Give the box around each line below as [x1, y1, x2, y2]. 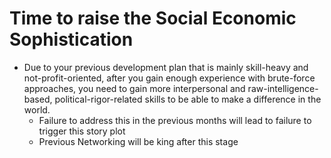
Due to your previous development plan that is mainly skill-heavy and [23, 61, 309, 73]
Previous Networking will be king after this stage [38, 135, 239, 147]
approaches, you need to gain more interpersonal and [23, 82, 246, 94]
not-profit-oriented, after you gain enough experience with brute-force [23, 72, 316, 84]
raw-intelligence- [247, 82, 319, 94]
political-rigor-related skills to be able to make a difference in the [54, 93, 322, 105]
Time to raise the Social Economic [9, 7, 297, 30]
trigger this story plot [38, 125, 126, 137]
